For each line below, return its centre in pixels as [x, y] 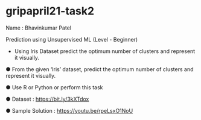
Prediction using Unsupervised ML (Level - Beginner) [72, 39]
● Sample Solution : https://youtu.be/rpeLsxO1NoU [69, 110]
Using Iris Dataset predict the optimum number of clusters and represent [105, 51]
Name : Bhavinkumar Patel [39, 28]
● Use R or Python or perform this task [54, 87]
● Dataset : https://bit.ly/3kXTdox [47, 99]
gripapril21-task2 [50, 11]
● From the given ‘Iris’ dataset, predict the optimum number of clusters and [100, 69]
